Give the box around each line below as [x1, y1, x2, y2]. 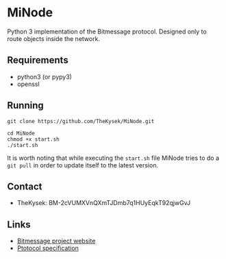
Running [7, 100, 45, 111]
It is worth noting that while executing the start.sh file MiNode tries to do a [7, 154, 220, 162]
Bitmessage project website [16, 237, 96, 245]
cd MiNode [7, 130, 36, 137]
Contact [7, 180, 42, 192]
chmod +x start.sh [7, 135, 60, 143]
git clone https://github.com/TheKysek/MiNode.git [7, 118, 155, 124]
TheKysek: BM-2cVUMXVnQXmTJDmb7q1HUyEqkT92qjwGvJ [16, 199, 191, 207]
